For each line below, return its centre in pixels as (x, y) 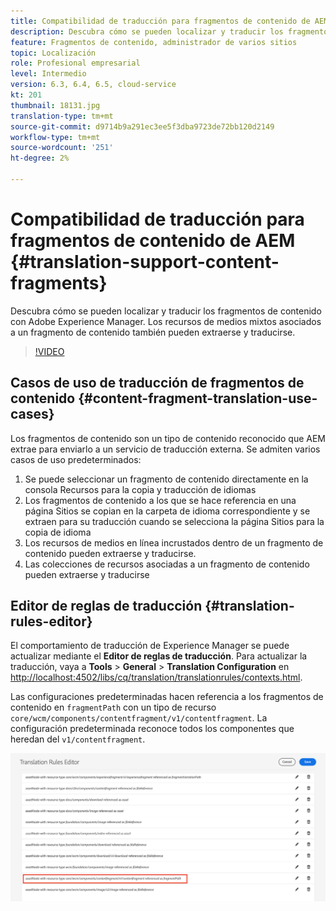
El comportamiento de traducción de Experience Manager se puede (150, 646)
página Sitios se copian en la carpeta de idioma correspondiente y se (167, 511)
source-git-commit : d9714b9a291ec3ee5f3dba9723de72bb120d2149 (142, 126)
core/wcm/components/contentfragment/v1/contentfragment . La (139, 718)
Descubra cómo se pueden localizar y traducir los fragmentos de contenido (166, 311)
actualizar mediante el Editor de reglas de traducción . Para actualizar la (159, 656)
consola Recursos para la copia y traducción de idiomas (140, 489)
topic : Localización (53, 53)
